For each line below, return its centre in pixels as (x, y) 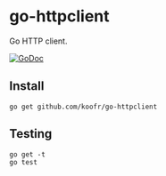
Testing (31, 134)
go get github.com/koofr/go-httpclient (83, 107)
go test (24, 162)
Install (27, 86)
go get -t (28, 154)
